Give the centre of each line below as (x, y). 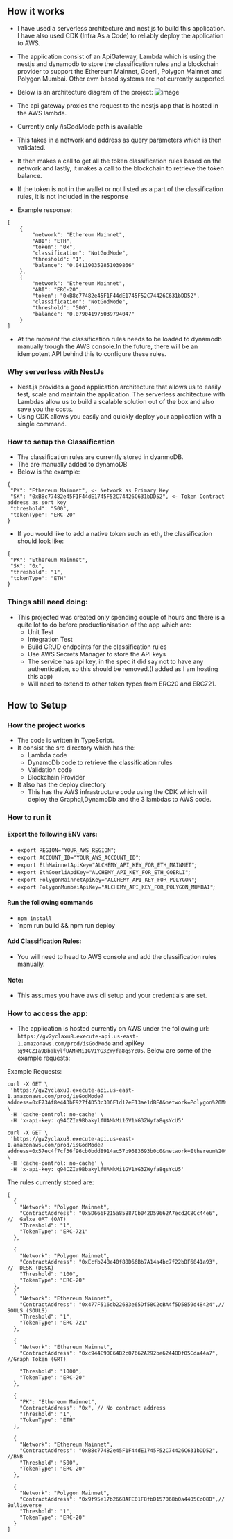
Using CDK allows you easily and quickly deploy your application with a (119, 417)
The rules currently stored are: (51, 1182)
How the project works (46, 725)
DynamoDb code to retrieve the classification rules (100, 763)
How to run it (29, 818)
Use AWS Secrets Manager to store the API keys (97, 654)
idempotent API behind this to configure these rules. (92, 353)
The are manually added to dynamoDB (72, 465)
